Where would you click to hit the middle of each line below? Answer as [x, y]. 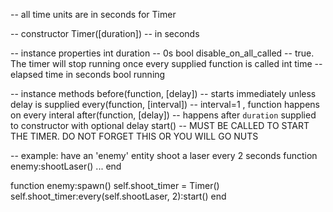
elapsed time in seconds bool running [88, 74]
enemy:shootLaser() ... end [66, 166]
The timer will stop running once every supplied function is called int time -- [166, 63]
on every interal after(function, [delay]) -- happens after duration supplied [163, 115]
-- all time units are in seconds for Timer [93, 14]
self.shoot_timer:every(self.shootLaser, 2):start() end [118, 196]
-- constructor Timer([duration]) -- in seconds [105, 33]
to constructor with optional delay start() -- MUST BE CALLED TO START [160, 125]
